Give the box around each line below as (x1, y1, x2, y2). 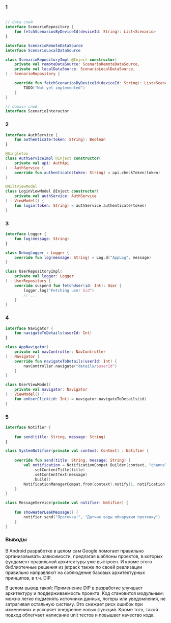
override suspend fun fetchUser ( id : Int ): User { (14, 283, 122, 288)
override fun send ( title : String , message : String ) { (14, 458, 131, 463)
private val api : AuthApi (14, 160, 70, 165)
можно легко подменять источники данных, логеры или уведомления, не (5, 595, 166, 602)
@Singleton (5, 151, 28, 156)
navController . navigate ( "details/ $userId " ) (23, 364, 117, 369)
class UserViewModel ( (5, 382, 51, 388)
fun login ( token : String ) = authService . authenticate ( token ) (14, 203, 147, 208)
